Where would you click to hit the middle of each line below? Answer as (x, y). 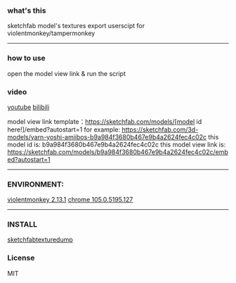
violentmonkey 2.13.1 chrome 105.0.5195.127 (70, 200)
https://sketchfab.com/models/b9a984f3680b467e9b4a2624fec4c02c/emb (118, 152)
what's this (27, 11)
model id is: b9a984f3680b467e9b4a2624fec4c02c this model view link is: (117, 144)
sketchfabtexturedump (40, 240)
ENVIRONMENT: (36, 184)
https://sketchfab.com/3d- (160, 130)
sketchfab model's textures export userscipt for (76, 26)
